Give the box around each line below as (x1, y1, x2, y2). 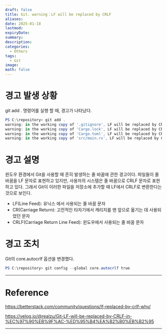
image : (5, 63, 19, 67)
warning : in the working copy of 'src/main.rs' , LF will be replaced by (5, 136, 159, 141)
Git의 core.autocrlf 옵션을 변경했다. (5, 256, 75, 262)
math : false (5, 67, 30, 72)
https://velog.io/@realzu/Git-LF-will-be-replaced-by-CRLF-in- (5, 313, 132, 319)
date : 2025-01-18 (5, 21, 41, 26)
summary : (5, 35, 23, 40)
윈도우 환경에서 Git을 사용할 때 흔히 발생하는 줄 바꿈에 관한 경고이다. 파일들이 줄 (5, 172, 159, 178)
